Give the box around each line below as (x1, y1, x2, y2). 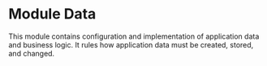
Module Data (8, 5, 97, 23)
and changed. (8, 48, 55, 58)
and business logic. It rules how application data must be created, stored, (8, 39, 254, 49)
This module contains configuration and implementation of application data (8, 31, 260, 41)
